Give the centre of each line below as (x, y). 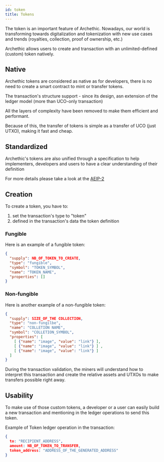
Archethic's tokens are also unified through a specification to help (72, 158)
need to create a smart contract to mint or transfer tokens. (64, 87)
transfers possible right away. (35, 380)
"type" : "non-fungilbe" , (35, 323)
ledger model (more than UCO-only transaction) (54, 102)
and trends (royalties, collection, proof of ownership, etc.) (64, 39)
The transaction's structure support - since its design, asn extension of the (82, 96)
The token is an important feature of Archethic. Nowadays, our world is (78, 28)
